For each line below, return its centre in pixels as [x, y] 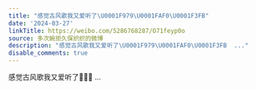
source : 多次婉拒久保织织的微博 [56, 38]
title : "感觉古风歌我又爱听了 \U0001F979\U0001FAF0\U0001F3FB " [109, 16]
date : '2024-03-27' [41, 23]
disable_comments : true [48, 53]
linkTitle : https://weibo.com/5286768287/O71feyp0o [97, 31]
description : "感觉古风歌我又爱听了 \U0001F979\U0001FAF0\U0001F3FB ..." [128, 46]
